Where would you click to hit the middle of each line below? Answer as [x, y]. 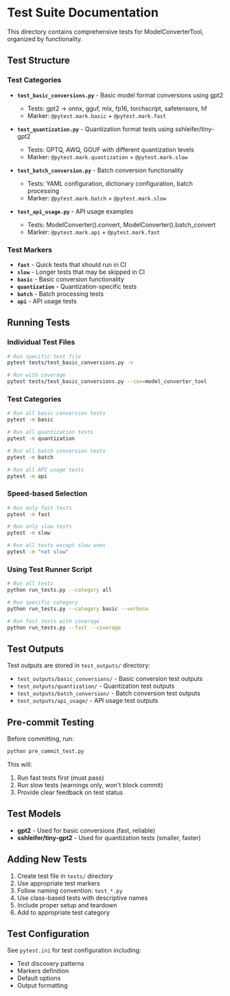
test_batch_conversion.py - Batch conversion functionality [100, 170]
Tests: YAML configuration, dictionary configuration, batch [110, 183]
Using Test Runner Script [50, 569]
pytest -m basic [30, 420]
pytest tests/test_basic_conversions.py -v [70, 363]
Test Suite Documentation [83, 13]
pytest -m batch [30, 457]
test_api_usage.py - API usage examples [75, 211]
